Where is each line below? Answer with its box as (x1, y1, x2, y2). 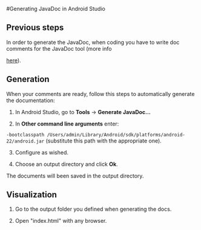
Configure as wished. (15, 149, 68, 156)
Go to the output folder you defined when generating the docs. (15, 205, 172, 213)
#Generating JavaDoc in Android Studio (6, 5, 106, 12)
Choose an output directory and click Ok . (15, 160, 118, 168)
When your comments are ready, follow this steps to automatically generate (6, 90, 195, 97)
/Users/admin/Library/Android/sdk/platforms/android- (47, 132, 186, 138)
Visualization (6, 190, 58, 200)
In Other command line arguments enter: (15, 120, 119, 127)
